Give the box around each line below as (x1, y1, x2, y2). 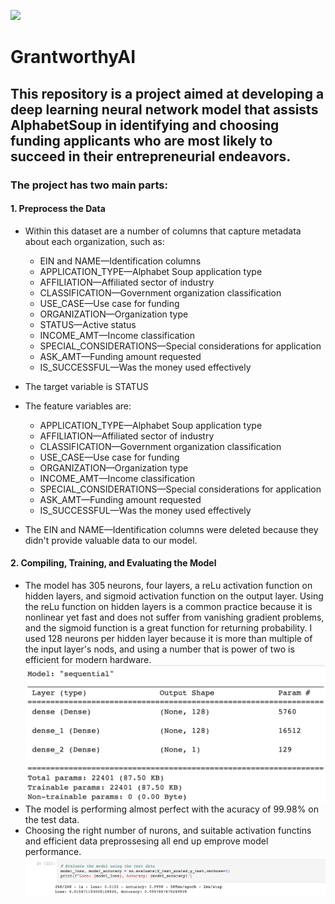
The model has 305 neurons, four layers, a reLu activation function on (24, 579, 313, 591)
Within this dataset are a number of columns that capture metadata (24, 225, 302, 237)
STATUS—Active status (39, 318, 137, 330)
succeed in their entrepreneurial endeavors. (10, 148, 292, 165)
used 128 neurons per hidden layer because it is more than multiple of (24, 632, 313, 644)
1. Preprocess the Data (10, 203, 106, 215)
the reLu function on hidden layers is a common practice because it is (24, 600, 313, 612)
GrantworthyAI (10, 46, 137, 69)
